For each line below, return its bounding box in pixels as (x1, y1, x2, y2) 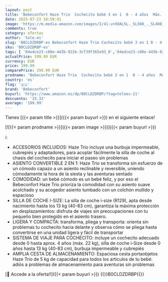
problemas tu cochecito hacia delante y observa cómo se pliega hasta (12, 224, 157, 230)
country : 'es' (5, 77, 35, 82)
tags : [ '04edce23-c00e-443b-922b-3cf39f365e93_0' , (5, 49, 115, 54)
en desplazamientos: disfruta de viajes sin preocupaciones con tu (12, 208, 148, 214)
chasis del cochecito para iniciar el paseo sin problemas (12, 155, 128, 161)
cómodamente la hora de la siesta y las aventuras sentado (12, 171, 132, 177)
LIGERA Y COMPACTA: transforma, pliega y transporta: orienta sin (12, 219, 149, 225)
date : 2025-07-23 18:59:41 (5, 17, 61, 22)
